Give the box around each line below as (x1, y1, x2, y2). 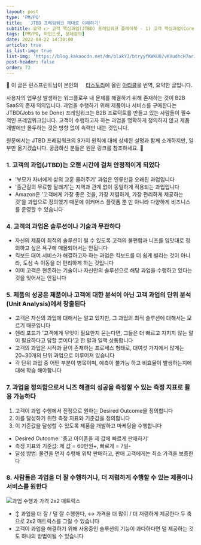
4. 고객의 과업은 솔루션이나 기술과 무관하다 (6, 222, 121, 231)
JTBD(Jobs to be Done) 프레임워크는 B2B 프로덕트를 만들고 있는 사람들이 (6, 109, 180, 117)
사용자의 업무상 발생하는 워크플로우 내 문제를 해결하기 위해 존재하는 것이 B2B (6, 94, 185, 102)
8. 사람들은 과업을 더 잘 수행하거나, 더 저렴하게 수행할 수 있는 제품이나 (6, 474, 193, 482)
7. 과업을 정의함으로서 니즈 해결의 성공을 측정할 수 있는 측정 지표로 (6, 383, 184, 392)
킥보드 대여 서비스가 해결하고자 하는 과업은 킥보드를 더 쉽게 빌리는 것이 (14, 252, 179, 259)
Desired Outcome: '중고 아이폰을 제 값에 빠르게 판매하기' (14, 435, 149, 442)
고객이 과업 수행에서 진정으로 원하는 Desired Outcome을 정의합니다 (14, 407, 173, 414)
